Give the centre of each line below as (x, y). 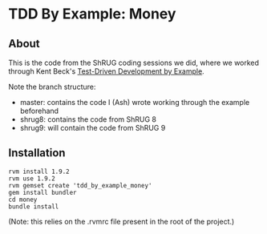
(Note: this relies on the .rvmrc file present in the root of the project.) (121, 221)
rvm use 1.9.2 (32, 178)
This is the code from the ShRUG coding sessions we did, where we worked (133, 63)
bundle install (34, 206)
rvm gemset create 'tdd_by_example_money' (80, 185)
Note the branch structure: (52, 87)
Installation (37, 153)
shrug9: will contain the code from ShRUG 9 (93, 128)
